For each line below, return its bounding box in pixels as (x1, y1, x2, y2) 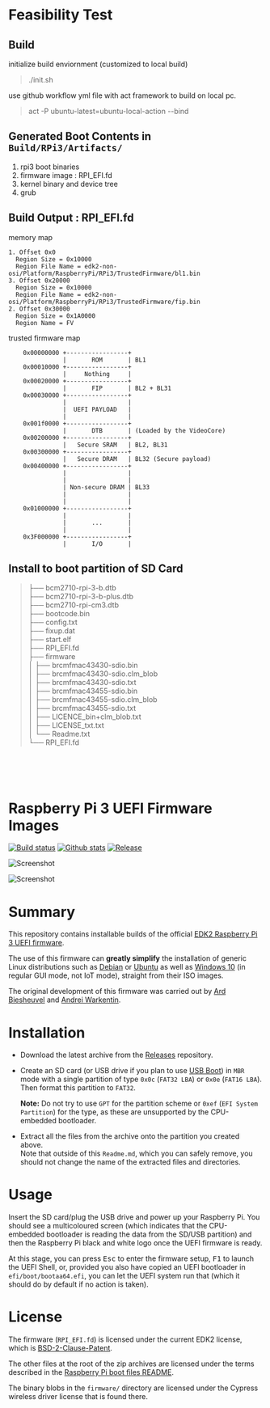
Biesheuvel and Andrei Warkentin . (8, 995, 121, 1004)
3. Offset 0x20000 (8, 277, 70, 285)
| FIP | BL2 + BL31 (62, 384, 172, 392)
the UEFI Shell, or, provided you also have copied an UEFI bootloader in (8, 1262, 246, 1272)
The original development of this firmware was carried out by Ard (8, 987, 226, 996)
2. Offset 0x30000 (8, 305, 70, 313)
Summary (8, 903, 75, 921)
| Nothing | (62, 370, 132, 378)
